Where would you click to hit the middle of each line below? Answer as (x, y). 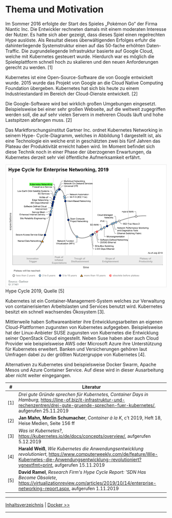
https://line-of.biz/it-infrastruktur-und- (83, 400)
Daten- (154, 45)
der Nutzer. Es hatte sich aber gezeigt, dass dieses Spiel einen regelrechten (85, 34)
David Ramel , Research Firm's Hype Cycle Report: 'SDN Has (82, 472)
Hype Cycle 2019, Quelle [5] (35, 291)
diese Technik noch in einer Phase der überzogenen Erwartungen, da (79, 152)
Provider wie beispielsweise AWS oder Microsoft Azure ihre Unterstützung (84, 344)
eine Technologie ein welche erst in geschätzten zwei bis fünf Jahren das (83, 141)
